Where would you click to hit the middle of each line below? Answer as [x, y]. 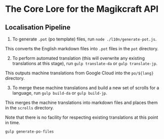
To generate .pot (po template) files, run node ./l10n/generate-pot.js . [84, 39]
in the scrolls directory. [30, 108]
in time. [13, 122]
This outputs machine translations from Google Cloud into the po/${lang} [80, 73]
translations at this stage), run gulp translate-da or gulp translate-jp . [85, 63]
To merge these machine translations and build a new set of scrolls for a [86, 88]
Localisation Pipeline [38, 27]
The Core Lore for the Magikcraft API [82, 9]
